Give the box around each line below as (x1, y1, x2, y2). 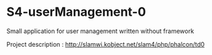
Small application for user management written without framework (6, 27, 194, 35)
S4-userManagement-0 (6, 4, 146, 20)
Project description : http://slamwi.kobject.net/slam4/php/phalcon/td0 (6, 40, 205, 48)
